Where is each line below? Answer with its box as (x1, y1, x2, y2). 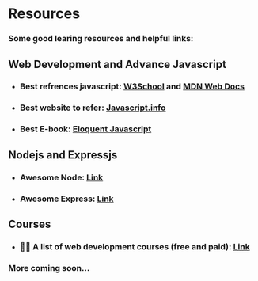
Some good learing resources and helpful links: (8, 33, 194, 44)
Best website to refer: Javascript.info (19, 102, 166, 113)
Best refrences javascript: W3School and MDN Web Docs (19, 81, 245, 92)
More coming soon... (8, 262, 90, 273)
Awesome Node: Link (19, 172, 104, 183)
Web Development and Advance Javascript (8, 57, 227, 71)
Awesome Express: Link (19, 193, 114, 204)
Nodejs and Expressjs (8, 148, 118, 161)
